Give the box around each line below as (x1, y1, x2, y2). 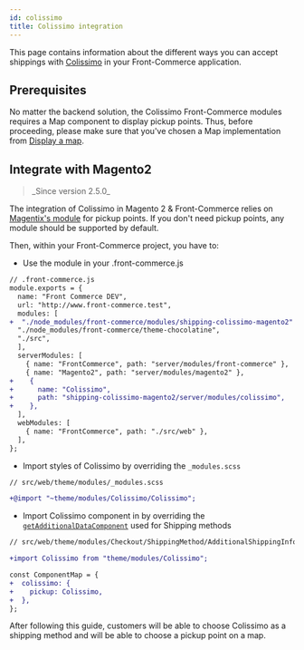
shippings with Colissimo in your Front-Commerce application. (9, 56, 242, 67)
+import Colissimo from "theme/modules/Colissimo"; (9, 554, 208, 563)
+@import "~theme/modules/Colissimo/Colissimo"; (9, 494, 196, 503)
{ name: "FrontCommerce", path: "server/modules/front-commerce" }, (25, 359, 290, 368)
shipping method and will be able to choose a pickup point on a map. (9, 630, 267, 641)
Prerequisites (9, 82, 87, 98)
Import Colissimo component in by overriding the (22, 510, 205, 521)
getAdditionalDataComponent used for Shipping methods (22, 520, 233, 531)
